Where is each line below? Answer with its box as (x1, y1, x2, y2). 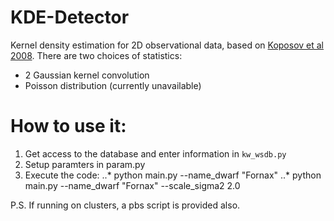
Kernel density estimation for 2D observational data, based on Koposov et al (10, 39, 324, 51)
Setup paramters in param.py (24, 158, 146, 170)
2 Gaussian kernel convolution (24, 69, 150, 81)
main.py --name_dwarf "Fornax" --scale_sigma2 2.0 (24, 179, 241, 191)
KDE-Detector (10, 6, 130, 29)
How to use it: (10, 115, 127, 138)
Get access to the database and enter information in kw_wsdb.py (24, 147, 287, 160)
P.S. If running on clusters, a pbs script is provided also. (10, 199, 241, 211)
